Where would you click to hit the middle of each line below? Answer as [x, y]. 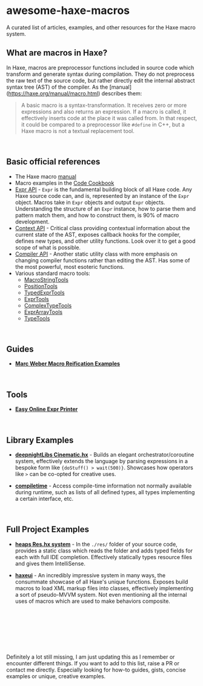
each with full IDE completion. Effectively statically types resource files [103, 557]
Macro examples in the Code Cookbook [65, 183]
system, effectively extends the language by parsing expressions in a [101, 461]
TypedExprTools [44, 293]
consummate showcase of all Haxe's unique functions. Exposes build [101, 582]
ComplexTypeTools [48, 305]
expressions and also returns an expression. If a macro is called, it [104, 111]
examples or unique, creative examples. [56, 676]
